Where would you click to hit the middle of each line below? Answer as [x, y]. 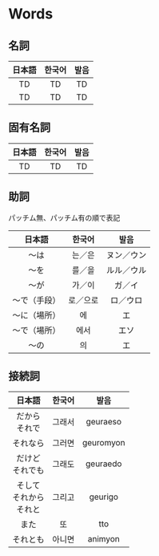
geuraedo [103, 464]
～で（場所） [37, 330]
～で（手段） [37, 300]
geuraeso [104, 422]
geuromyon [104, 443]
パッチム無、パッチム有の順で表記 [64, 217]
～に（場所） [37, 315]
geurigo [103, 497]
